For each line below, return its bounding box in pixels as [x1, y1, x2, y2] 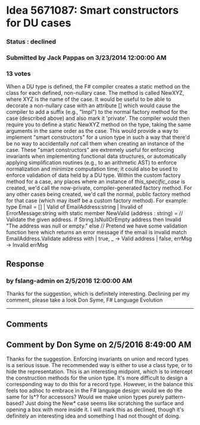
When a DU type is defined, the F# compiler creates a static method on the [6, 83, 190, 90]
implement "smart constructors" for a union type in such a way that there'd [6, 134, 190, 141]
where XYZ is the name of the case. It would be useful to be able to [6, 96, 171, 103]
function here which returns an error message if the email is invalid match [6, 229, 187, 236]
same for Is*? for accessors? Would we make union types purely [6, 393, 164, 401]
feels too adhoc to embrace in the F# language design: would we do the [6, 387, 183, 394]
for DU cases [6, 16, 71, 30]
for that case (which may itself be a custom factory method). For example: [6, 197, 188, 204]
